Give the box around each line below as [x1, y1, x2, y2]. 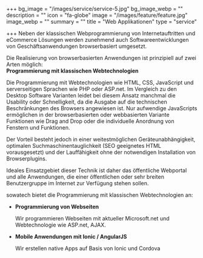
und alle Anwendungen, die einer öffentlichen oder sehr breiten [6, 173, 165, 180]
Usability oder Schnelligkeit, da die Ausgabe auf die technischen [6, 98, 168, 105]
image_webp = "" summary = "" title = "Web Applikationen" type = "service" [6, 18, 197, 25]
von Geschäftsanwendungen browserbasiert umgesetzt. [6, 42, 147, 50]
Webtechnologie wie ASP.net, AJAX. [15, 221, 106, 228]
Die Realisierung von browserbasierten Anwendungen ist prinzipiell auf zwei [6, 55, 197, 61]
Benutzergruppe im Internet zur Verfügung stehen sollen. [6, 180, 149, 187]
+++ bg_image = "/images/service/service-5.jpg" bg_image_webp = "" [6, 5, 184, 12]
